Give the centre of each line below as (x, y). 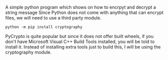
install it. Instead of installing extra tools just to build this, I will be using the (83, 47)
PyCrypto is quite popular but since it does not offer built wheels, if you (79, 36)
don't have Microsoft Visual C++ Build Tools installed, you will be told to (80, 41)
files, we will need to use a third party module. (53, 18)
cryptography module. (29, 52)
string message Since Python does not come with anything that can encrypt (85, 12)
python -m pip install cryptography (44, 27)
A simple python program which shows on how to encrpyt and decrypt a (81, 7)
